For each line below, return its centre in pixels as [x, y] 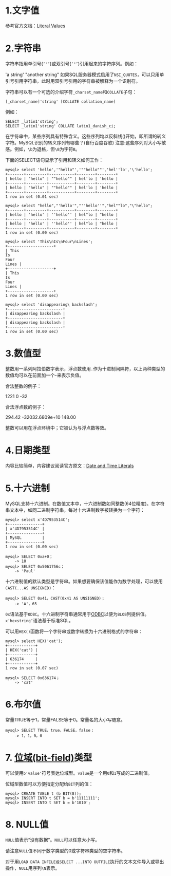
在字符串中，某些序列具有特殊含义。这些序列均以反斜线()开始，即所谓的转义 [86, 136]
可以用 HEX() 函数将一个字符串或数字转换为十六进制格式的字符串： [74, 631]
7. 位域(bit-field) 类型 [49, 758]
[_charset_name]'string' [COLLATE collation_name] [61, 101]
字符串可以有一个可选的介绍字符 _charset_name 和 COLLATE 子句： [71, 92]
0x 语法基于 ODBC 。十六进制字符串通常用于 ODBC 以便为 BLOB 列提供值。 [77, 614]
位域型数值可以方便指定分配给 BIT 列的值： [49, 784]
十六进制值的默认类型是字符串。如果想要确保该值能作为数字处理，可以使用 [84, 581]
